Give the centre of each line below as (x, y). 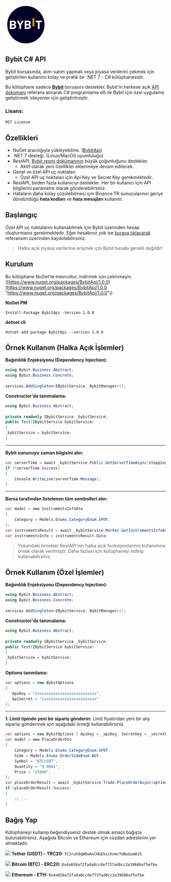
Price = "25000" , (33, 772)
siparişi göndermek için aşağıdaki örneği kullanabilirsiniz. (65, 724)
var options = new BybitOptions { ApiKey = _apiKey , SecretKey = (76, 734)
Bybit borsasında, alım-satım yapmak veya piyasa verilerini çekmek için (80, 71)
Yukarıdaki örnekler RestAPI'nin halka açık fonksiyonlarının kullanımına (91, 545)
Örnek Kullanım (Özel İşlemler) (55, 573)
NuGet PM (16, 302)
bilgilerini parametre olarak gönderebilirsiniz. (59, 188)
